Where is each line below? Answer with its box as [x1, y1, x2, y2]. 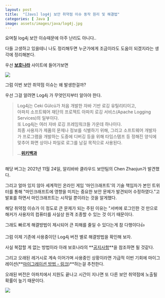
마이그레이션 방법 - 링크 [23, 261, 68, 267]
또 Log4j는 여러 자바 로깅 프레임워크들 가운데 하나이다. [17, 121, 122, 127]
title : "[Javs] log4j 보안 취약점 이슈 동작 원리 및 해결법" [5, 12, 120, 17]
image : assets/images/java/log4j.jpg [5, 21, 83, 26]
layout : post [5, 7, 32, 12]
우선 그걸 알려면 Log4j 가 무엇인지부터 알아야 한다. [5, 92, 102, 99]
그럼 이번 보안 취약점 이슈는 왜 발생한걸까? [5, 82, 86, 88]
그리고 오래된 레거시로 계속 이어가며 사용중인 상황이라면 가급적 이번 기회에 [5, 255, 147, 261]
